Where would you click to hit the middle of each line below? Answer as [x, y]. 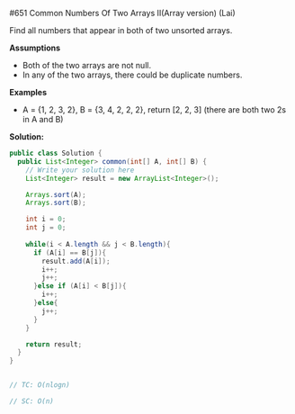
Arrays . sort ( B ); [56, 203]
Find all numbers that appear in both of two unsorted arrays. [121, 30]
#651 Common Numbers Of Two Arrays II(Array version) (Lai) [122, 13]
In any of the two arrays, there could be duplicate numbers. [132, 75]
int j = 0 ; [46, 228]
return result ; [54, 344]
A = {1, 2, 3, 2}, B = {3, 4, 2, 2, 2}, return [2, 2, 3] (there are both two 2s [154, 110]
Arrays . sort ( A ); [56, 194]
